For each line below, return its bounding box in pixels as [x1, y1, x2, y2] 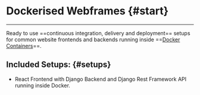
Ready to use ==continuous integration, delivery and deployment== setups [6, 29, 190, 36]
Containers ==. [6, 42, 42, 49]
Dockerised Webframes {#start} [6, 4, 168, 18]
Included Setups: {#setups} [6, 60, 111, 70]
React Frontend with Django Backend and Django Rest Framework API [14, 75, 187, 82]
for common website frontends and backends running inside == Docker [6, 36, 180, 43]
